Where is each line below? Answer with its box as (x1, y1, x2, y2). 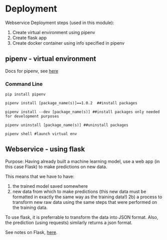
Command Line (5, 80, 43, 87)
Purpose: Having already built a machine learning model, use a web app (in (5, 158, 160, 164)
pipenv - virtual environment (5, 55, 96, 63)
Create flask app (12, 35, 47, 41)
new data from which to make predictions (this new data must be (12, 188, 146, 194)
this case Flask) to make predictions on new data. (5, 164, 107, 170)
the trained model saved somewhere (12, 183, 88, 189)
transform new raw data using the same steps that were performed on (12, 199, 157, 205)
